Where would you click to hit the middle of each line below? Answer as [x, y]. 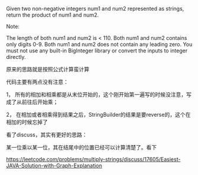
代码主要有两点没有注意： [37, 82]
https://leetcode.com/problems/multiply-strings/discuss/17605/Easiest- [93, 159]
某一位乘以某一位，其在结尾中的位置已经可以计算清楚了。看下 [82, 147]
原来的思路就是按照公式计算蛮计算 [48, 69]
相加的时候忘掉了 [27, 122]
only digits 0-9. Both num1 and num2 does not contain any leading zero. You [99, 44]
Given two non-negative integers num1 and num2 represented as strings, [95, 9]
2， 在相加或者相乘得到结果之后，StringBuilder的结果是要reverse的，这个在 [98, 115]
